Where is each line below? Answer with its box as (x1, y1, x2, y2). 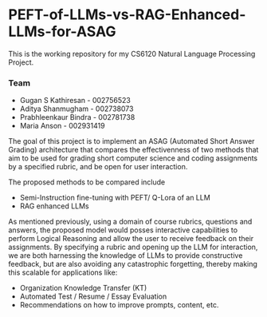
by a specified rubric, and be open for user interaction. (8, 162, 188, 172)
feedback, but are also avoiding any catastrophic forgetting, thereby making (8, 260, 257, 269)
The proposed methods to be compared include (8, 177, 166, 187)
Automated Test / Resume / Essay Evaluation (19, 291, 167, 301)
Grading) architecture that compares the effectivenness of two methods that (8, 145, 259, 155)
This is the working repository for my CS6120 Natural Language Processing (8, 49, 256, 58)
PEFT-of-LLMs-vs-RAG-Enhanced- (8, 6, 246, 24)
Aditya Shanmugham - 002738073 (19, 104, 134, 113)
